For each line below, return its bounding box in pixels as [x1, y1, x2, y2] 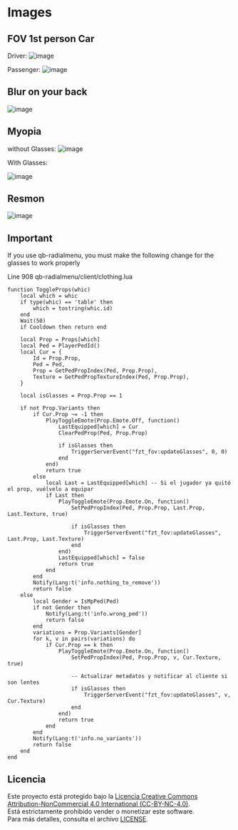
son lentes [7, 679, 40, 686]
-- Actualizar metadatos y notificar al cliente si [71, 673, 228, 680]
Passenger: [7, 66, 41, 73]
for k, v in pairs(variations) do [33, 636, 135, 643]
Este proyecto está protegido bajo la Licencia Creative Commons [7, 792, 198, 801]
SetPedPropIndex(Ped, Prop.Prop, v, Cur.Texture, [71, 654, 222, 661]
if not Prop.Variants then [20, 405, 100, 412]
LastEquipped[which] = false [58, 554, 145, 561]
